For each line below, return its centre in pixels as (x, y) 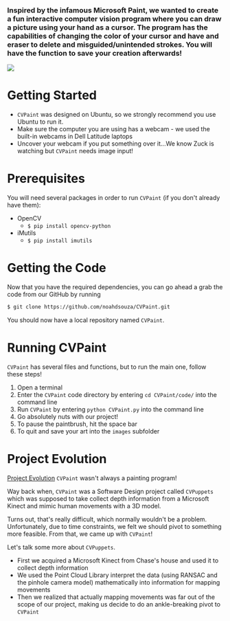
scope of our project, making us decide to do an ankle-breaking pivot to (119, 604)
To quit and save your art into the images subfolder (88, 431)
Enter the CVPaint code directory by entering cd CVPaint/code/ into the (117, 394)
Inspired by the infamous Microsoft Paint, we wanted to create (113, 10)
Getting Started (52, 95)
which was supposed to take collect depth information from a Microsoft (108, 498)
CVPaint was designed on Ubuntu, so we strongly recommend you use (116, 115)
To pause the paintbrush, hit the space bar (77, 424)
